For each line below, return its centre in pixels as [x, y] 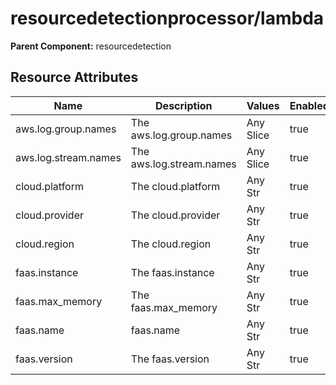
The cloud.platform [175, 186]
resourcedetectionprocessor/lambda [167, 18]
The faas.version [170, 359]
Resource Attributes [74, 77]
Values [263, 105]
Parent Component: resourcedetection [91, 46]
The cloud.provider [175, 215]
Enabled [309, 105]
